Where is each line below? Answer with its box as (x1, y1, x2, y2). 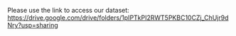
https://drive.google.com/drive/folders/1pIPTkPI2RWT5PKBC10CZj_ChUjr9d (7, 13, 229, 22)
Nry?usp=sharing (7, 21, 58, 29)
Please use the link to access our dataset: (7, 6, 129, 14)
